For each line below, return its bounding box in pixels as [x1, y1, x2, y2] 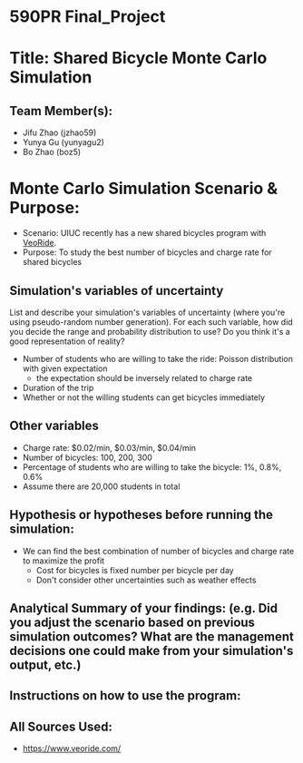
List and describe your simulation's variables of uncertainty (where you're [9, 307, 286, 318]
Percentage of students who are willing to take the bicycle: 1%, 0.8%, [22, 461, 282, 473]
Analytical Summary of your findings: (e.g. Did [9, 601, 279, 616]
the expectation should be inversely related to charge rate [35, 372, 253, 383]
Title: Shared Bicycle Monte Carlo [9, 48, 268, 69]
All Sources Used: [9, 719, 113, 734]
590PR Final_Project [9, 6, 166, 27]
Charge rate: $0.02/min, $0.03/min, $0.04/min [22, 442, 197, 453]
